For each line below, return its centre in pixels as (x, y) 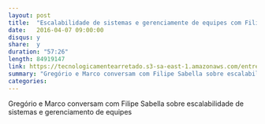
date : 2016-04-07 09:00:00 (56, 30)
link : (17, 67)
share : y (24, 45)
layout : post (30, 15)
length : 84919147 (37, 60)
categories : (28, 81)
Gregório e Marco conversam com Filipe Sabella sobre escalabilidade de (126, 104)
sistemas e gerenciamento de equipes (70, 111)
